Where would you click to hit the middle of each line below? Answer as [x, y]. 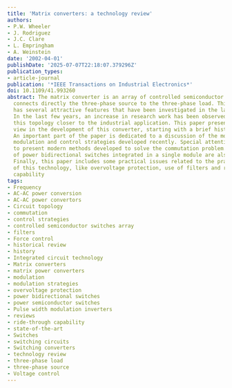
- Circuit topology [35, 207]
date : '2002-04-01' [35, 59]
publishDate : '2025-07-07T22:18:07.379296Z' [72, 65]
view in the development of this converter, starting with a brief [113, 129]
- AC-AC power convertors [44, 200]
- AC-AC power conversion [44, 194]
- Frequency [24, 187]
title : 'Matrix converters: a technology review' [80, 13]
